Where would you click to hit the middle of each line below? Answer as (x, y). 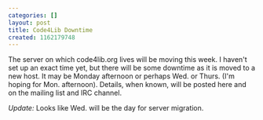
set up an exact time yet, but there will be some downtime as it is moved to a (132, 68)
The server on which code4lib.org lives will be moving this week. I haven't (128, 60)
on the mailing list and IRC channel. (65, 93)
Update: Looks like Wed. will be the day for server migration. (106, 108)
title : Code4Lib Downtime (50, 30)
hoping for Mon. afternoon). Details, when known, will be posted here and (127, 85)
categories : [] (33, 15)
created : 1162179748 (42, 37)
